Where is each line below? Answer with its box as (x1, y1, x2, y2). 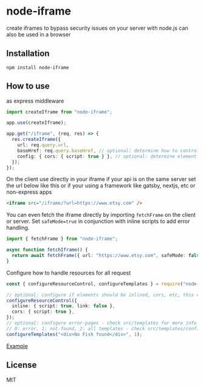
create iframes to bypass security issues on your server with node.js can (6, 24, 188, 32)
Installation (6, 49, 50, 59)
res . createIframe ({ (12, 137, 61, 143)
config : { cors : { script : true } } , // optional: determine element (17, 153, 197, 159)
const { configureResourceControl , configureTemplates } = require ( (6, 281, 183, 287)
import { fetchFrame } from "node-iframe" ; (6, 236, 118, 242)
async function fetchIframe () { (6, 247, 88, 253)
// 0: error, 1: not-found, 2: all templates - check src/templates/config (6, 325, 202, 332)
